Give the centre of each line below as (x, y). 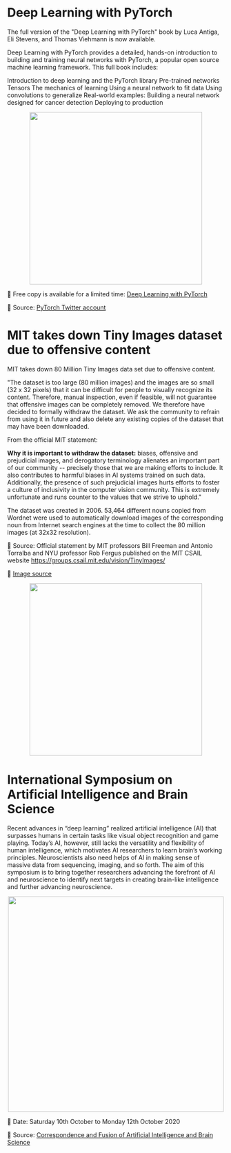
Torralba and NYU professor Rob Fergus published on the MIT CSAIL (105, 553)
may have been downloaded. (48, 426)
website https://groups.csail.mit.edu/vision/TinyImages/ (86, 560)
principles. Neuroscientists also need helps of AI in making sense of (103, 857)
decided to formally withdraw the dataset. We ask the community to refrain (113, 411)
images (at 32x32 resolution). (49, 532)
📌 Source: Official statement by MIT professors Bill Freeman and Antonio (110, 545)
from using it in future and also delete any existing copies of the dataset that (115, 419)
